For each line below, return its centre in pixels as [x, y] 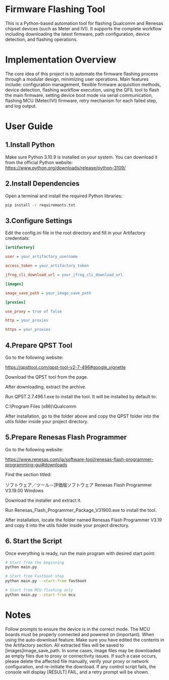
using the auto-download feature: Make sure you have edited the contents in [85, 640]
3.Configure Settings [39, 221]
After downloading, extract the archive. [46, 387]
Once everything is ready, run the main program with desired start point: [80, 553]
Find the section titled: [29, 474]
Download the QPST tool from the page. [47, 377]
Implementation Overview [61, 60]
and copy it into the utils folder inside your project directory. [67, 525]
